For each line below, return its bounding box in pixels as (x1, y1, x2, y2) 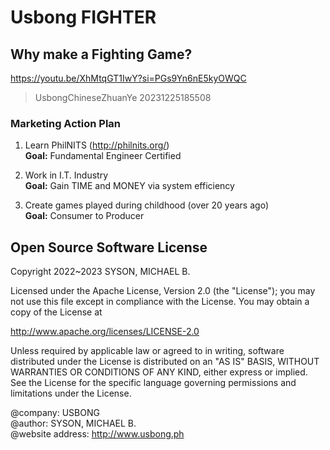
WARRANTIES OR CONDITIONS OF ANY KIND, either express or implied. (10, 366, 308, 378)
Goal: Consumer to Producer (24, 210, 145, 222)
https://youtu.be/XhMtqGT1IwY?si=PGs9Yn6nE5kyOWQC (10, 72, 247, 84)
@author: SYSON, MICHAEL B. (10, 417, 137, 430)
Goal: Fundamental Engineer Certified (24, 150, 182, 162)
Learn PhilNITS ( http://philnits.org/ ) (24, 139, 170, 151)
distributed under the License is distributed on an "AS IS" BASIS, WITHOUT (10, 356, 320, 368)
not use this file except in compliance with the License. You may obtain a (10, 296, 310, 308)
